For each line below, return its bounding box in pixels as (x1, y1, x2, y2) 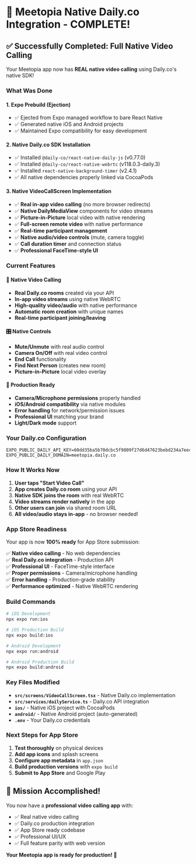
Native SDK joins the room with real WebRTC (14, 491, 124, 498)
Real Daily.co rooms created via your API (14, 289, 114, 296)
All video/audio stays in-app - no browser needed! (14, 510, 139, 517)
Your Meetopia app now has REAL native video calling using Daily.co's (6, 66, 177, 73)
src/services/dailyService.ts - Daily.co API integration (14, 698, 149, 705)
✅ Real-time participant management (14, 227, 108, 234)
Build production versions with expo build (14, 763, 118, 770)
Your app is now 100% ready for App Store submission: (6, 538, 140, 545)
